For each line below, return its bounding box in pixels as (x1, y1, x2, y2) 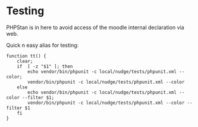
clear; (17, 58, 33, 64)
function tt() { (6, 53, 46, 59)
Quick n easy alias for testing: (6, 42, 79, 49)
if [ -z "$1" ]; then (17, 63, 73, 69)
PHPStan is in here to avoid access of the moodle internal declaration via (6, 24, 184, 31)
